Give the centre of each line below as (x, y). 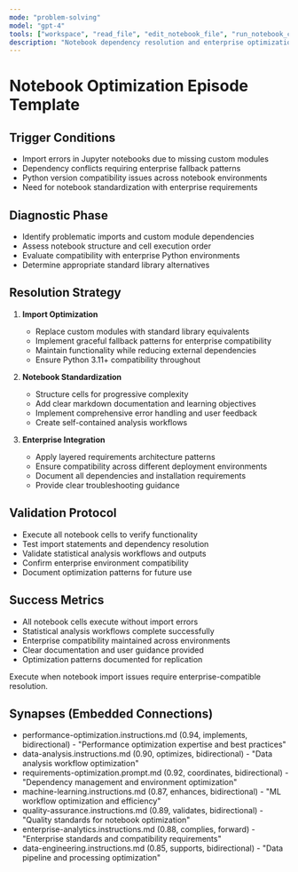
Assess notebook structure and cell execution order (117, 246)
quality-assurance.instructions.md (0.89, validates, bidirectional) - (143, 811)
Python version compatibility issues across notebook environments (145, 178)
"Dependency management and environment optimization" (129, 782)
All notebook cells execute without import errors (110, 622)
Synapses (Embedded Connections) (111, 713)
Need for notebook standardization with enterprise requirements (140, 187)
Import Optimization (60, 314)
